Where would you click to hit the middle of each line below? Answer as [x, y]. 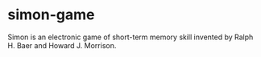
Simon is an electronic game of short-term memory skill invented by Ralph [130, 37]
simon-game [51, 15]
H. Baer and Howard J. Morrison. [62, 45]
